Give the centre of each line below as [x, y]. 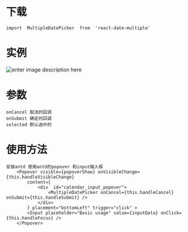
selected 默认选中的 [29, 124]
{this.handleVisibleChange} [40, 177]
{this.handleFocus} [30, 218]
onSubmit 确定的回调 [29, 118]
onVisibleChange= [119, 172]
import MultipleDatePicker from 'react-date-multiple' [78, 28]
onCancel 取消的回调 [29, 112]
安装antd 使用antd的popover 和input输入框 [55, 167]
